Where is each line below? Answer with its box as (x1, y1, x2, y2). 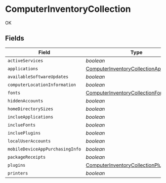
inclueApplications (7, 114, 53, 120)
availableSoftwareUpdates (7, 74, 69, 80)
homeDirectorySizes (7, 106, 53, 112)
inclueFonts (7, 122, 36, 128)
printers (7, 170, 28, 176)
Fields (5, 34, 25, 43)
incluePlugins (7, 130, 41, 136)
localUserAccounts (7, 138, 51, 144)
